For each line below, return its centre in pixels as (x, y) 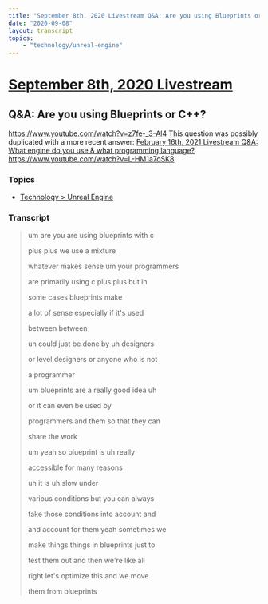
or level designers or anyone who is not (93, 359)
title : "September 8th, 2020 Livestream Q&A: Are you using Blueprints (130, 16)
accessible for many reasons (75, 467)
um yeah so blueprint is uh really (81, 451)
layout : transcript (41, 30)
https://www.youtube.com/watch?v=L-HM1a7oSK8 (91, 159)
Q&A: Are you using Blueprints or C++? (107, 114)
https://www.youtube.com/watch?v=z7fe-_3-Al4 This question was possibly (133, 133)
